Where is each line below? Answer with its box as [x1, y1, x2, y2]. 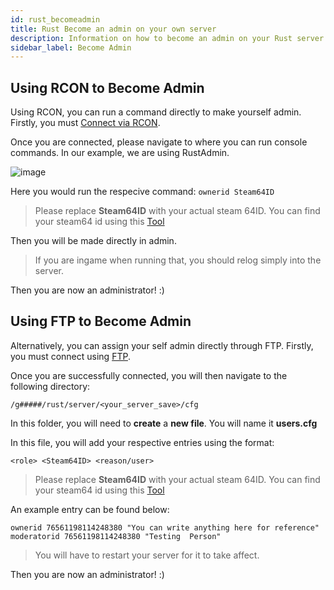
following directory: [10, 380, 91, 392]
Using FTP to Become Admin [10, 313, 192, 330]
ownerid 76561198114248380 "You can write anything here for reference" [10, 522, 320, 533]
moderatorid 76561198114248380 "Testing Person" [10, 531, 222, 541]
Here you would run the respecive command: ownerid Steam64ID [10, 186, 275, 198]
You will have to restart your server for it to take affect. [34, 549, 260, 561]
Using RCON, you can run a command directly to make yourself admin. [10, 106, 302, 118]
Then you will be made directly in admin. [10, 235, 177, 247]
